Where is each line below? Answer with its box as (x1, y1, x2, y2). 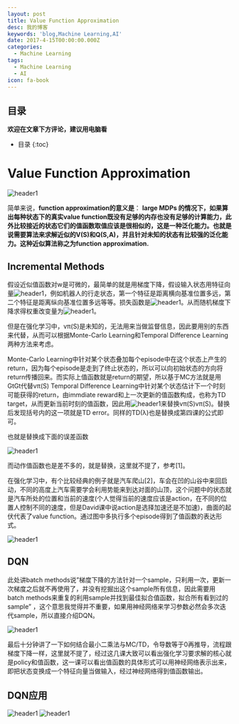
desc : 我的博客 (7, 23, 48, 31)
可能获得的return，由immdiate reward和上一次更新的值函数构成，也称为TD (7, 390, 226, 399)
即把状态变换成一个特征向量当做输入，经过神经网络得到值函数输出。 (7, 666, 207, 675)
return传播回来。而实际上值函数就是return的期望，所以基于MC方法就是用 (7, 372, 222, 381)
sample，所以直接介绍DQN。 (13, 611, 99, 619)
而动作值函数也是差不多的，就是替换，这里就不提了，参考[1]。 (7, 461, 189, 470)
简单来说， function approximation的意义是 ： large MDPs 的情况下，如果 (7, 204, 223, 212)
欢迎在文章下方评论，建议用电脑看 (7, 125, 107, 134)
